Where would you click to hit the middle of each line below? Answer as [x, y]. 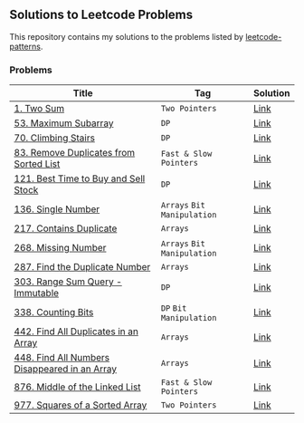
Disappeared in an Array [66, 369]
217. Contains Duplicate [66, 228]
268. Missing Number [60, 248]
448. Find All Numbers [62, 358]
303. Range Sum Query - [68, 282]
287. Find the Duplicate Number [82, 267]
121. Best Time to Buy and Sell [80, 178]
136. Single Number [57, 209]
